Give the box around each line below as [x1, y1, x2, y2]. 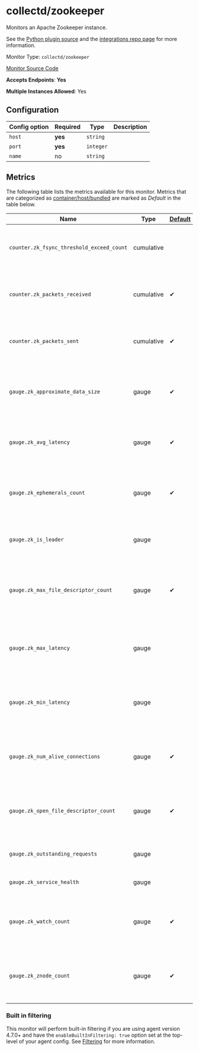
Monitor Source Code [6, 64, 59, 72]
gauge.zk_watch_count [9, 918, 70, 925]
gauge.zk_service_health [9, 879, 79, 885]
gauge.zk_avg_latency [9, 439, 70, 445]
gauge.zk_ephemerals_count [9, 489, 85, 496]
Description [113, 122, 147, 131]
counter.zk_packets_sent [9, 338, 79, 344]
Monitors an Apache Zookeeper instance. [6, 24, 108, 31]
